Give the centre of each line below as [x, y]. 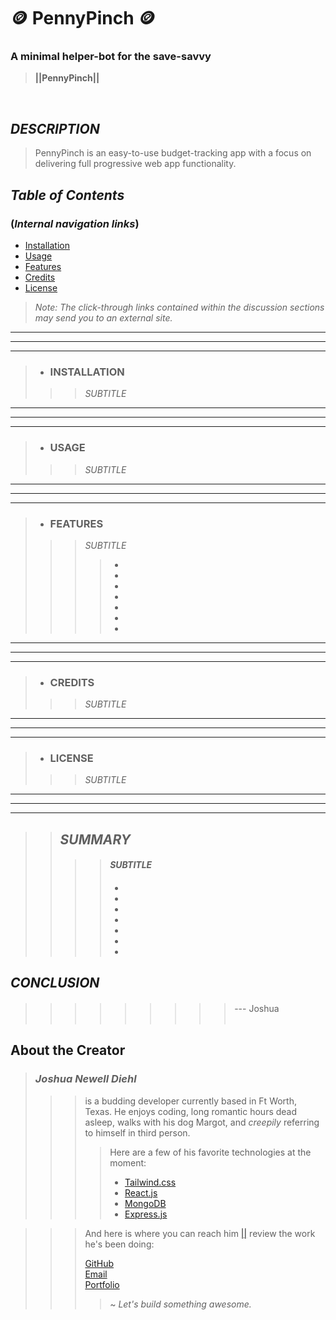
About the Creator [68, 1050]
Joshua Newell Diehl [85, 1079]
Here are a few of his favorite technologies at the [210, 1152]
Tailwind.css [150, 1182]
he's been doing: [119, 1244]
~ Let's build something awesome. [180, 1304]
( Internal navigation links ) [75, 223]
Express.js [146, 1214]
